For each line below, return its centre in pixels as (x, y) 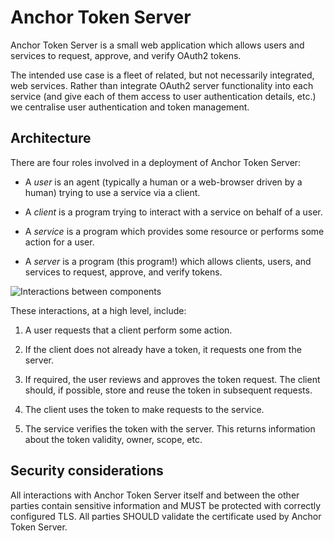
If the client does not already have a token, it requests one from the (163, 349)
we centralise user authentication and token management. (130, 107)
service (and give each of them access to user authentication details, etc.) (163, 96)
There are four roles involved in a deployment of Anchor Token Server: (156, 162)
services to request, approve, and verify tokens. (123, 272)
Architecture (51, 138)
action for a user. (59, 242)
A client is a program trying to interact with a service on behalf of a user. (173, 212)
